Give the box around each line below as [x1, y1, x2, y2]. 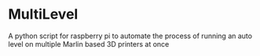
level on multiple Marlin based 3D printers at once [8, 39, 170, 48]
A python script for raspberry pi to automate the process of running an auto [8, 31, 253, 40]
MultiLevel [8, 5, 79, 23]
